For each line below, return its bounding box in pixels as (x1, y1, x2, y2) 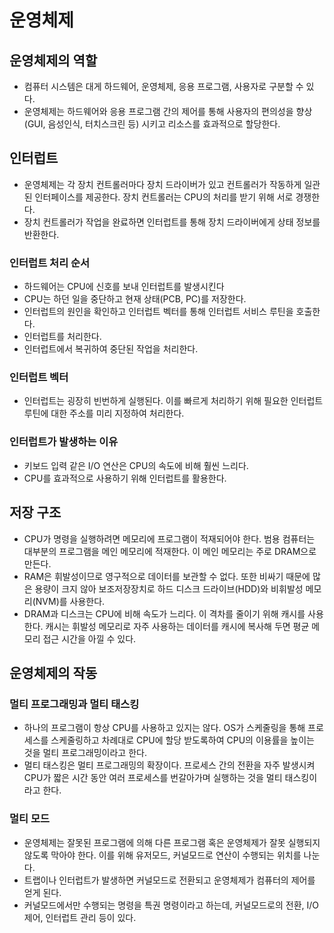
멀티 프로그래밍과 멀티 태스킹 (9, 697, 140, 711)
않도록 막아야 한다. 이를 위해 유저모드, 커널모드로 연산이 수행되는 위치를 (23, 849, 302, 861)
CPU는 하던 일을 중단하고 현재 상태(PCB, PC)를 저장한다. (23, 293, 247, 305)
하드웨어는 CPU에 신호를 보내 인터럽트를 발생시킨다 (23, 281, 225, 293)
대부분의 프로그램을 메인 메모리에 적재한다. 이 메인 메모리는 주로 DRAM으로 (23, 545, 317, 557)
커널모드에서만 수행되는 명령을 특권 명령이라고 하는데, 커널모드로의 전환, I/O (23, 899, 320, 911)
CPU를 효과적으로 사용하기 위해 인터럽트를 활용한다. (23, 472, 227, 484)
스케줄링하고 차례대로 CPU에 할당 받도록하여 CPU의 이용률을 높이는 (50, 734, 315, 746)
